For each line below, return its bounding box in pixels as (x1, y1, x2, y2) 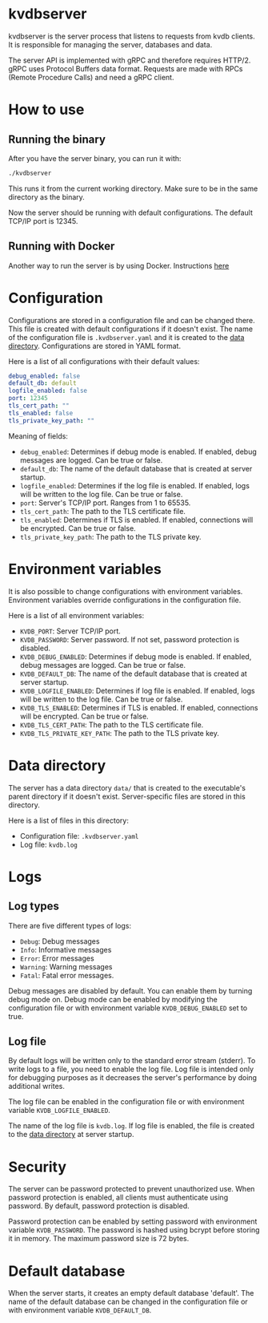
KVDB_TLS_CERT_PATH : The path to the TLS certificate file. (19, 719, 204, 730)
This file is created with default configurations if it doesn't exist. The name (8, 324, 254, 334)
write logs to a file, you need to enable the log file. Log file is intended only (8, 1064, 254, 1074)
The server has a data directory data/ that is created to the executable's (8, 783, 246, 792)
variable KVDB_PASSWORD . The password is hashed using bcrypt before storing (8, 1225, 260, 1235)
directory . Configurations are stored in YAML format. (8, 341, 182, 350)
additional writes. (8, 1082, 66, 1091)
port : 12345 (8, 394, 48, 403)
